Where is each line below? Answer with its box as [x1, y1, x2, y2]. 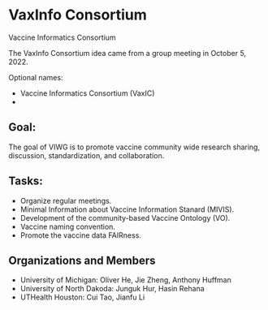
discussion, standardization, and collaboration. [8, 150, 165, 160]
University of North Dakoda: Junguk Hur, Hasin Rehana [19, 284, 205, 294]
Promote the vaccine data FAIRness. [19, 230, 142, 240]
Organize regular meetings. [19, 196, 112, 205]
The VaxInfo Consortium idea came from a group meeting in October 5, [8, 48, 246, 58]
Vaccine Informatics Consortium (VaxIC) [19, 88, 155, 98]
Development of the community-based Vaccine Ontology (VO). [19, 213, 231, 222]
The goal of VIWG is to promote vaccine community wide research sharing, [8, 142, 261, 152]
